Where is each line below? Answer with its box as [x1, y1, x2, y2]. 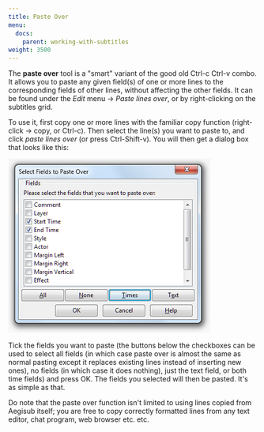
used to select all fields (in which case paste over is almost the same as [8, 349, 241, 359]
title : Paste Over [8, 13, 69, 21]
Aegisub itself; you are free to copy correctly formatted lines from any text [8, 407, 251, 416]
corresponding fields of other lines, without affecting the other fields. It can [8, 85, 253, 95]
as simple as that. [8, 383, 66, 393]
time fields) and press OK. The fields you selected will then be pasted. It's [8, 374, 249, 384]
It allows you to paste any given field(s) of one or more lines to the [8, 77, 224, 87]
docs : [15, 29, 34, 37]
